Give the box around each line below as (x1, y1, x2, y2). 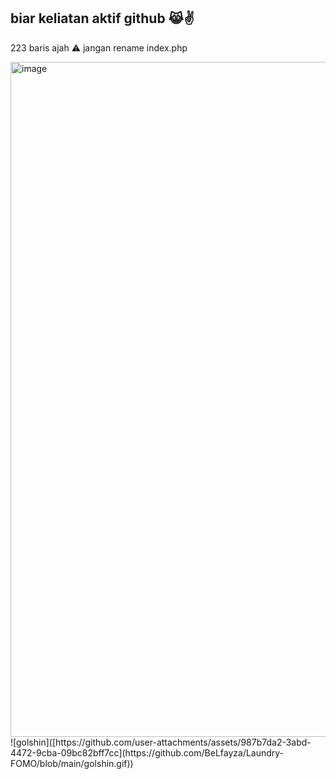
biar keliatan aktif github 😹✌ (10, 10, 195, 27)
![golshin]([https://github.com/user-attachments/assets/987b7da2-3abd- (10, 736, 312, 748)
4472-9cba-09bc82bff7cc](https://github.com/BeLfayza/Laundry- (10, 746, 285, 759)
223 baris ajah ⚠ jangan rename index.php (10, 41, 188, 54)
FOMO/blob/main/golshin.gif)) (10, 757, 134, 769)
